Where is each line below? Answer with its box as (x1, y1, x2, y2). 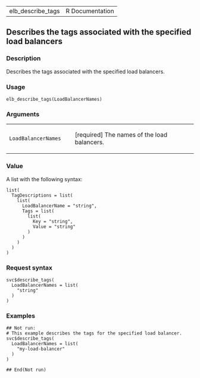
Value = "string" (32, 224, 76, 230)
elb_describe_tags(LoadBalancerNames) (6, 96, 102, 102)
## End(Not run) (6, 367, 46, 373)
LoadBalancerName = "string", (21, 203, 97, 209)
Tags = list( (21, 208, 55, 214)
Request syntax (6, 264, 52, 272)
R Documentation (65, 7, 114, 15)
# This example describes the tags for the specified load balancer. (6, 330, 183, 336)
